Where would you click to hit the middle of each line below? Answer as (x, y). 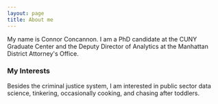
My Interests (28, 71)
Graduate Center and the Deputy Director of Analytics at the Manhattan (108, 46)
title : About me (30, 20)
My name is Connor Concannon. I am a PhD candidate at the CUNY (102, 39)
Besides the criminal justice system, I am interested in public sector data (109, 86)
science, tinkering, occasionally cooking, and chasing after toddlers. (104, 93)
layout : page (26, 13)
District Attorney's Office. (43, 53)
